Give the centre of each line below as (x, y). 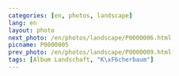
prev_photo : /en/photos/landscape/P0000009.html (90, 52)
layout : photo (32, 30)
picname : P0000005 (38, 45)
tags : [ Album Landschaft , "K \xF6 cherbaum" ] (81, 60)
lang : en (23, 23)
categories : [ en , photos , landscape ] (70, 15)
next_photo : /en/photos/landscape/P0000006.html (90, 38)
